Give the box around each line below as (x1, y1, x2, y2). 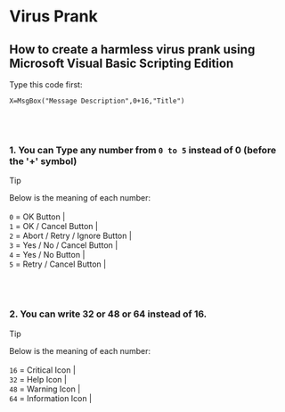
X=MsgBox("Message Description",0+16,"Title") (9, 96, 185, 105)
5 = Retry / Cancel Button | (9, 259, 107, 269)
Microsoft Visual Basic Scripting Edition (9, 55, 234, 70)
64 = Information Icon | (9, 392, 92, 403)
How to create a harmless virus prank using (9, 42, 256, 57)
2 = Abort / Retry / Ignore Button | (9, 230, 132, 242)
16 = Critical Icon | (9, 364, 76, 375)
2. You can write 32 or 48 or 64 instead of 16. (9, 308, 208, 320)
